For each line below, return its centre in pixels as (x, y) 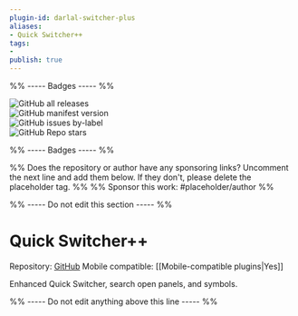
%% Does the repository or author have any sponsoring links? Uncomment (149, 168)
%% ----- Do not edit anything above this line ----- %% (114, 301)
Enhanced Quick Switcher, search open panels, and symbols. (124, 283)
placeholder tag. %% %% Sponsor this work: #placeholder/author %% (142, 187)
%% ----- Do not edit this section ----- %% (91, 204)
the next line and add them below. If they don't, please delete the (130, 177)
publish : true (36, 60)
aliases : (26, 26)
